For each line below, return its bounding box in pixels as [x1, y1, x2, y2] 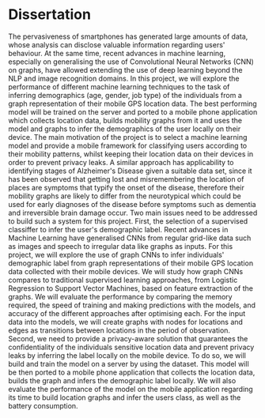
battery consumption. [8, 401, 78, 410]
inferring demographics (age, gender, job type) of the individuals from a [8, 90, 243, 100]
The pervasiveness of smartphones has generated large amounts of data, [8, 32, 248, 41]
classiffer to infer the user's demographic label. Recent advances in [8, 224, 229, 234]
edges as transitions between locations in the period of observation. [8, 326, 231, 335]
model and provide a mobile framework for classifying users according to [8, 141, 248, 150]
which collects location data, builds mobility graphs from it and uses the [8, 115, 243, 125]
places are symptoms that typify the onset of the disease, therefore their [8, 183, 245, 192]
